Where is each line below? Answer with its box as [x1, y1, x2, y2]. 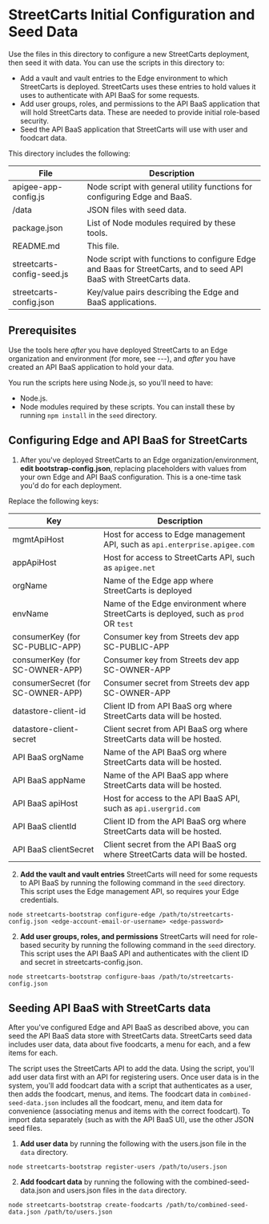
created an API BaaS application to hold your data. [8, 362, 175, 372]
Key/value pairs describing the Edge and [86, 287, 239, 298]
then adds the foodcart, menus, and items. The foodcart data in [8, 1089, 218, 1099]
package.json [12, 222, 63, 234]
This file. [86, 240, 119, 251]
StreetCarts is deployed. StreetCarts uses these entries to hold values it [19, 82, 256, 91]
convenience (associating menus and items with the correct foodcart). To [8, 1106, 251, 1116]
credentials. [19, 895, 59, 905]
